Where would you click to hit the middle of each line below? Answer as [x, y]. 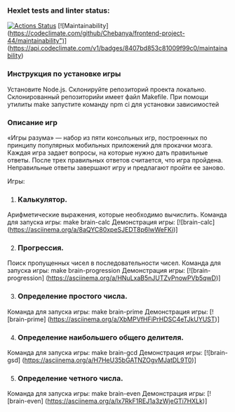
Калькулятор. [42, 199]
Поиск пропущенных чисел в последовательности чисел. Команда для [114, 263]
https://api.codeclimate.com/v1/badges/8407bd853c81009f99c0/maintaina [119, 49]
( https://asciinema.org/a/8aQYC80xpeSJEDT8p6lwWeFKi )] [93, 230]
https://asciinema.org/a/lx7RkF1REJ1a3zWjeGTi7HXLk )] [127, 401]
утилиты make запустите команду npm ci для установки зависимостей [113, 104]
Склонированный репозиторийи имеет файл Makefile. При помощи [108, 96]
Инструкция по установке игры [64, 74]
